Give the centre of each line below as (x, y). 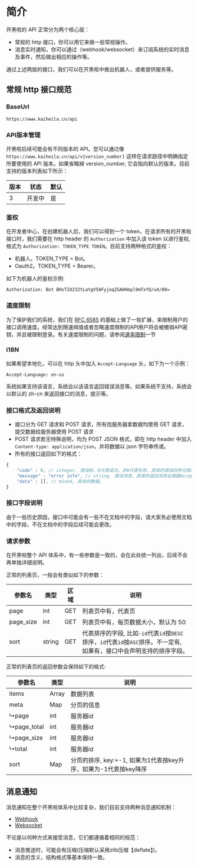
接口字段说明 (24, 503)
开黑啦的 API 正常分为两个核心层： (48, 29)
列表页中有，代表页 (109, 612)
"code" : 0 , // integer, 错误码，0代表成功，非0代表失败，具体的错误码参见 (102, 470)
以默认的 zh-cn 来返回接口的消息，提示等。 (59, 394)
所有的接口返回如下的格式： (48, 454)
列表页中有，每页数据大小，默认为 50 (134, 622)
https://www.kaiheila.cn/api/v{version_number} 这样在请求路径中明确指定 (97, 156)
